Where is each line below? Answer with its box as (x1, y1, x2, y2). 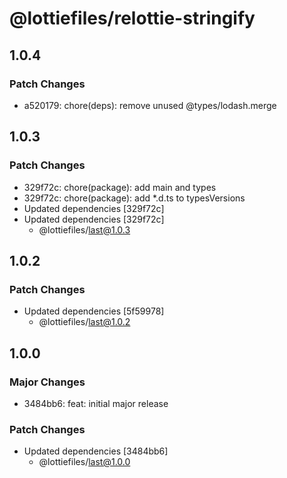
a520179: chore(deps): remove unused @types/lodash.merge (23, 99, 277, 111)
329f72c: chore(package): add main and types (23, 181, 217, 193)
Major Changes (9, 375, 86, 389)
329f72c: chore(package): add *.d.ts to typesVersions (23, 192, 246, 204)
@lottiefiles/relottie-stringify (9, 7, 256, 30)
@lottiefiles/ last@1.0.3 (38, 223, 131, 236)
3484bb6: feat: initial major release (23, 397, 169, 409)
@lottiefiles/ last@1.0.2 (38, 316, 131, 328)
